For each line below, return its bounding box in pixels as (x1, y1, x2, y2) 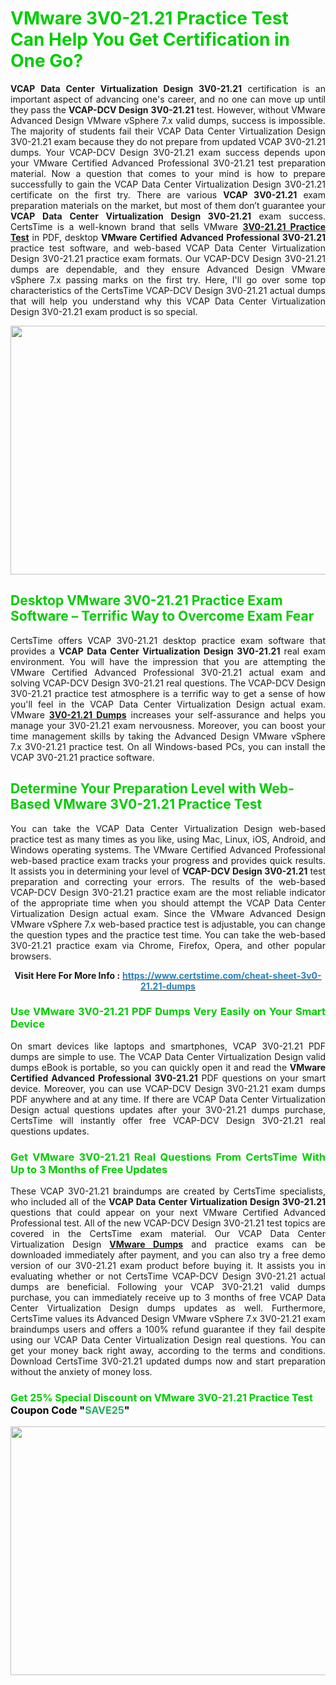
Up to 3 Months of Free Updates (10, 1162, 168, 1176)
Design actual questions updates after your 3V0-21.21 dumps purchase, (10, 1103, 326, 1116)
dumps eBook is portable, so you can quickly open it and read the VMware (10, 1061, 326, 1073)
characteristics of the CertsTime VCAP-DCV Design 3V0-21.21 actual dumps (10, 284, 326, 296)
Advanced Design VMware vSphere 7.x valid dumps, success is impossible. (10, 114, 326, 126)
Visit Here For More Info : (14, 969, 121, 981)
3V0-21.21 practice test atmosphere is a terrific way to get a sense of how (10, 687, 326, 699)
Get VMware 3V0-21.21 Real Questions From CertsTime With (10, 1150, 326, 1164)
